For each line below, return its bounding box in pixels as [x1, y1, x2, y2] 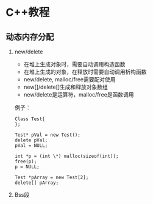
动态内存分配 [5, 32, 54, 42]
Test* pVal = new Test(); [14, 132, 80, 138]
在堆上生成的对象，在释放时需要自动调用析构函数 [23, 68, 147, 75]
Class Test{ [14, 116, 45, 122]
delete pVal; [14, 137, 48, 143]
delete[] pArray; [14, 180, 59, 186]
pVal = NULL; [14, 143, 48, 149]
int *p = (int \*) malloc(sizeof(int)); [14, 153, 119, 159]
